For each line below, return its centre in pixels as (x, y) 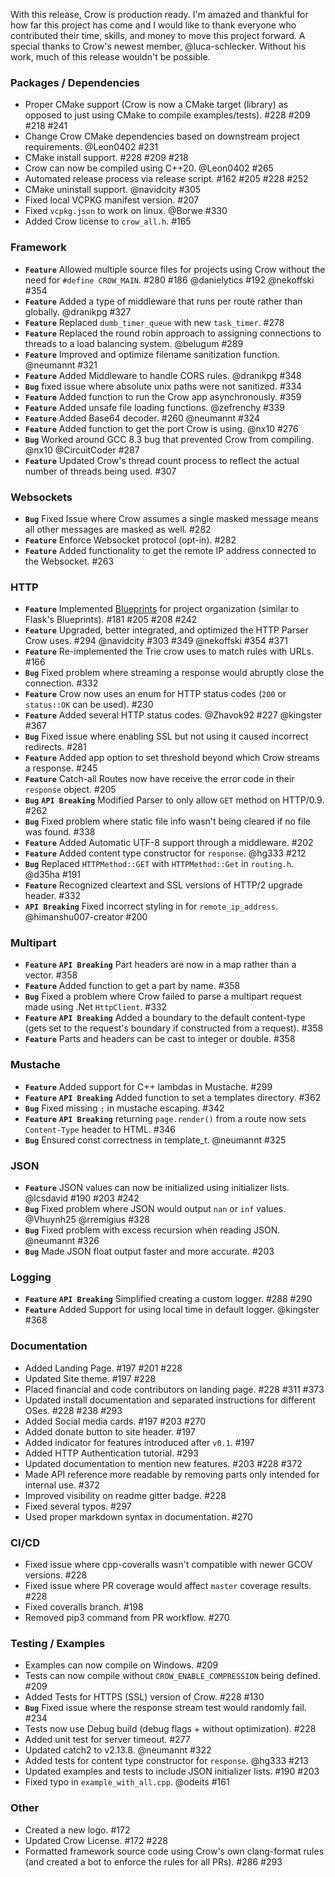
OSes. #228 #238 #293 (73, 1410)
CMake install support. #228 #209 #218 (106, 158)
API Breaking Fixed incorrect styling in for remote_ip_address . (151, 906)
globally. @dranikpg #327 (78, 311)
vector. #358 (51, 975)
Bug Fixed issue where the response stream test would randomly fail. (165, 1708)
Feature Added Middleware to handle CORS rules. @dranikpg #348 (163, 375)
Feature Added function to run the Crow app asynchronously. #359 (163, 396)
